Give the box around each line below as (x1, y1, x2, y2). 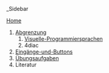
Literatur (15, 61, 37, 68)
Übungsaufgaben (15, 55, 59, 61)
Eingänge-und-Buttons (15, 48, 73, 55)
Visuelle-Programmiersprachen (24, 35, 104, 42)
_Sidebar (6, 5, 29, 12)
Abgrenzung (15, 29, 47, 36)
